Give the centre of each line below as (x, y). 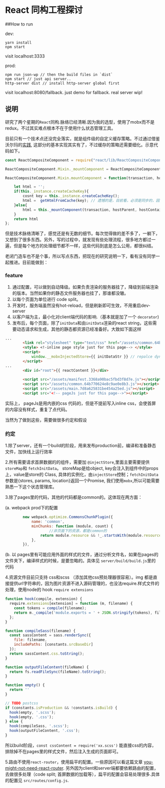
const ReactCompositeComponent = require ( (49, 160)
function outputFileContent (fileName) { (47, 667)
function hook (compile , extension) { (44, 599)
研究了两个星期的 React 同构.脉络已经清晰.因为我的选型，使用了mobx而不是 (80, 122)
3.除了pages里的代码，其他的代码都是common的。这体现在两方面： (74, 497)
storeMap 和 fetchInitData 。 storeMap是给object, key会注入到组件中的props (82, 468)
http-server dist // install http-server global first (62, 83)
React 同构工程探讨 (44, 10)
